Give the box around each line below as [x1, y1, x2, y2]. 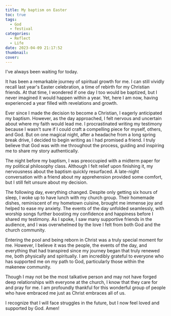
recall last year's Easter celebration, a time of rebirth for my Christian [5, 84, 150, 90]
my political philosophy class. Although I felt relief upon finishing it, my [5, 163, 154, 169]
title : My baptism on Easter [5, 7, 67, 13]
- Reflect [10, 36, 31, 41]
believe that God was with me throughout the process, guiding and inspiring [5, 142, 164, 149]
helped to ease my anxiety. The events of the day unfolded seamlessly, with [5, 206, 164, 212]
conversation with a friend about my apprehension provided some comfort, [5, 174, 163, 180]
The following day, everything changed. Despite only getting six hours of [5, 189, 158, 195]
